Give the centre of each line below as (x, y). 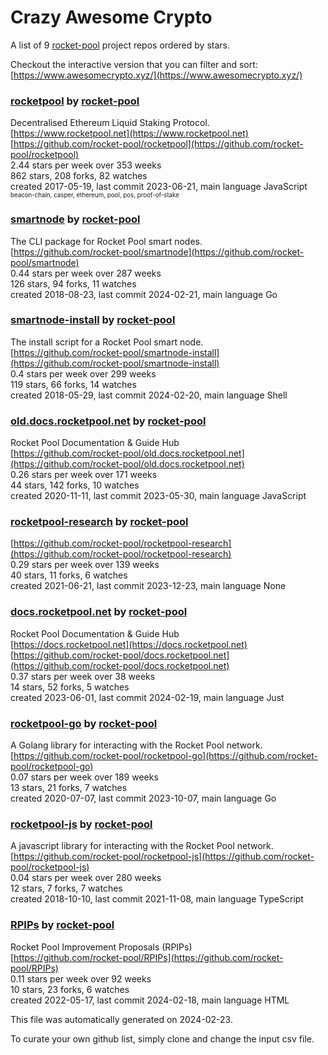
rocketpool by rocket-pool (75, 101)
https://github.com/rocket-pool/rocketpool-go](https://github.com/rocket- (165, 756)
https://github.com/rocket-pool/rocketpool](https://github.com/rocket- (158, 144)
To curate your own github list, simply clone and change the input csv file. (162, 1038)
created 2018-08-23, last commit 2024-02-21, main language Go (144, 294)
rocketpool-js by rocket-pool (81, 824)
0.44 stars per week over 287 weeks (86, 273)
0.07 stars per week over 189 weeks (84, 777)
